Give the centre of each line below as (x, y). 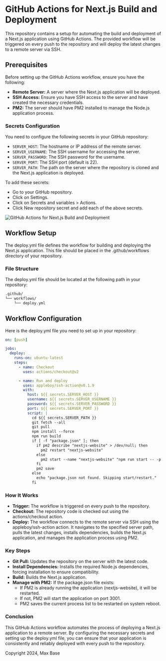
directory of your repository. (34, 256)
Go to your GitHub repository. (42, 192)
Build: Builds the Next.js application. (49, 577)
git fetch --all (48, 422)
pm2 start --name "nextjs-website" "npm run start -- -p (101, 459)
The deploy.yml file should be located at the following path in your (73, 280)
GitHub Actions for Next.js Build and (81, 9)
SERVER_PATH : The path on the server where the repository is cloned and (85, 168)
